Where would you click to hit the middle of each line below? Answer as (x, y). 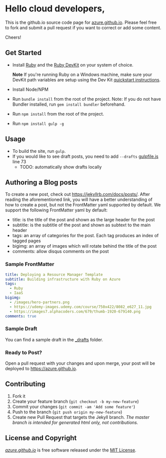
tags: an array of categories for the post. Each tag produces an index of (85, 236)
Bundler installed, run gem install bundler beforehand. (69, 104)
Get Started (23, 53)
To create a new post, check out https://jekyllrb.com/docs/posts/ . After (78, 195)
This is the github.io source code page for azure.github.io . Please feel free (81, 22)
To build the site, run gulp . (39, 151)
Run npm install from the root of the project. (58, 114)
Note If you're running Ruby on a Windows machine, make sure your (82, 74)
